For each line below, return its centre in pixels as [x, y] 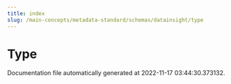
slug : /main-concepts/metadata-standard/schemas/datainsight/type [105, 20]
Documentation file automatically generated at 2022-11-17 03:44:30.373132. [116, 73]
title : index [26, 13]
